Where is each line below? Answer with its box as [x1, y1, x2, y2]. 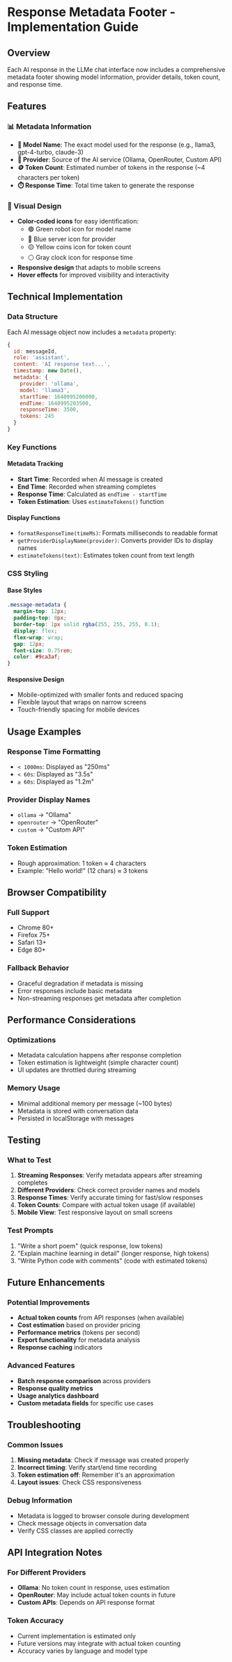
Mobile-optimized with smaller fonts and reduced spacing [17, 691, 183, 699]
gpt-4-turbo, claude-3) [17, 147, 84, 156]
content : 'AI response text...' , [13, 361, 111, 368]
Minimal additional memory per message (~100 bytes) [17, 1099, 173, 1108]
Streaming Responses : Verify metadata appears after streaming [17, 1171, 203, 1180]
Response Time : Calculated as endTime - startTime [17, 490, 167, 498]
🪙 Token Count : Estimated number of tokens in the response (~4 [17, 163, 206, 171]
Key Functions [7, 442, 57, 451]
